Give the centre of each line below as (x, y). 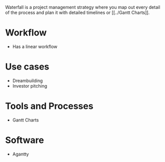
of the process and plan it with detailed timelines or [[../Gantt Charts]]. (77, 12)
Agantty (20, 154)
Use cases (27, 67)
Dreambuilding (27, 80)
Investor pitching (30, 86)
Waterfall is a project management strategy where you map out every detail (83, 7)
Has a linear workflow (35, 46)
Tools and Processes (49, 106)
